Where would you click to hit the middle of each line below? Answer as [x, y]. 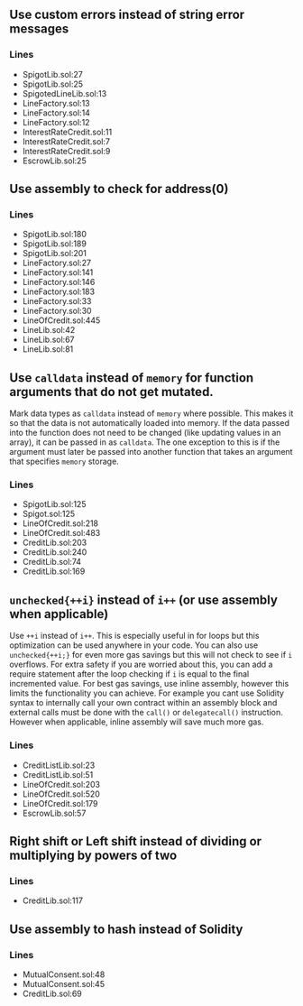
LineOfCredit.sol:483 [61, 533]
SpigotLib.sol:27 [52, 74]
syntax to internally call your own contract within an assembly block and [143, 703]
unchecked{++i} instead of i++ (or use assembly [143, 600]
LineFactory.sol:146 [59, 282]
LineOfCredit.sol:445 [61, 320]
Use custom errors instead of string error [127, 15]
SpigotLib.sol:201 [55, 254]
